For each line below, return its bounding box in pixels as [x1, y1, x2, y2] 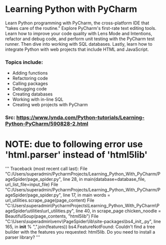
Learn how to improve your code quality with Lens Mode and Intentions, [5, 30, 153, 36]
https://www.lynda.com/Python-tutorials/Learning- [16, 114, 145, 121]
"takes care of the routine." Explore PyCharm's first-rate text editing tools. [5, 25, 157, 31]
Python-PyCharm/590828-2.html [5, 120, 88, 127]
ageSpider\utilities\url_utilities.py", [5, 208, 75, 214]
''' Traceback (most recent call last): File [5, 165, 88, 172]
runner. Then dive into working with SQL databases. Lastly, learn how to [5, 41, 153, 47]
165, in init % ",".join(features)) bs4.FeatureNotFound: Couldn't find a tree [5, 224, 155, 230]
